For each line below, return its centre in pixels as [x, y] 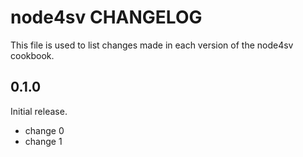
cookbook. [32, 55]
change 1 [43, 141]
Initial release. [39, 111]
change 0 [44, 130]
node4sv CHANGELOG [106, 17]
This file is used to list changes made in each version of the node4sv [152, 45]
